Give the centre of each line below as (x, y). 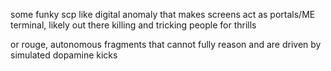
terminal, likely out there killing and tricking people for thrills (133, 25)
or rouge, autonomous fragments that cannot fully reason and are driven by (166, 44)
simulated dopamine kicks (64, 55)
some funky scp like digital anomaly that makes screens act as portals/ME (163, 14)
